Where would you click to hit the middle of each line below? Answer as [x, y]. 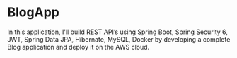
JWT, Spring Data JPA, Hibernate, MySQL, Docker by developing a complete [119, 39]
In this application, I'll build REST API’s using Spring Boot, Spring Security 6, [118, 32]
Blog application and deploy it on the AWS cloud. [79, 47]
